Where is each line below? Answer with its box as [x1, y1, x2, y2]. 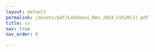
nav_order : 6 [5, 31, 39, 37]
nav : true [5, 25, 31, 32]
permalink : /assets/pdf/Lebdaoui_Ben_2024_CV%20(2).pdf [5, 15, 149, 21]
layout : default [5, 8, 46, 15]
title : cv [5, 20, 31, 26]
